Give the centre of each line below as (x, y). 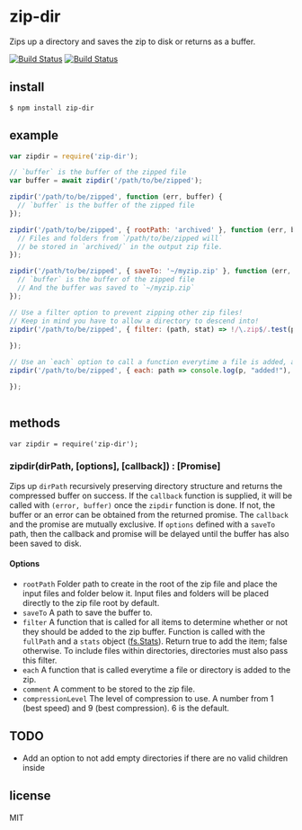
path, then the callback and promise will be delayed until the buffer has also (149, 533)
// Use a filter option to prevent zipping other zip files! (126, 312)
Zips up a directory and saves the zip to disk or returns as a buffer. (133, 41)
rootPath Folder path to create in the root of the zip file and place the (150, 584)
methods (35, 423)
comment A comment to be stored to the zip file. (109, 689)
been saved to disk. (46, 543)
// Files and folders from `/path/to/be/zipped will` (120, 238)
